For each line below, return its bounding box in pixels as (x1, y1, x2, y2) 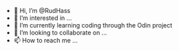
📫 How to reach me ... (13, 37, 78, 44)
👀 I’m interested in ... (13, 14, 72, 22)
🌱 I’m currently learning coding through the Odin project (13, 21, 173, 29)
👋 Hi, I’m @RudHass (13, 7, 71, 14)
